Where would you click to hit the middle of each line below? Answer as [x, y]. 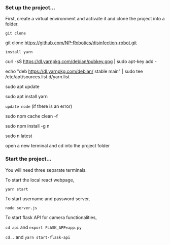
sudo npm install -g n [27, 126]
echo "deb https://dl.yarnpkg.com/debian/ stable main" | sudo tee [74, 71]
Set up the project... [30, 8]
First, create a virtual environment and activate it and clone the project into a [85, 19]
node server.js [21, 208]
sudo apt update [22, 87]
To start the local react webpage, [40, 180]
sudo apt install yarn [27, 97]
